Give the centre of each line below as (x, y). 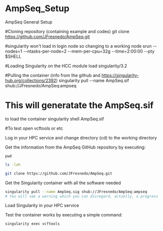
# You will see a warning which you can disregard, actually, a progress (82, 196)
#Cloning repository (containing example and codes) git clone (67, 31)
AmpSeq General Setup (29, 22)
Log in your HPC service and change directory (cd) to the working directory (81, 137)
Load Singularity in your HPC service (42, 206)
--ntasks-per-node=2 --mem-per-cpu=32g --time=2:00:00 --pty (89, 51)
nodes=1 (14, 51)
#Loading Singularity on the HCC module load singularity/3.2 (66, 66)
